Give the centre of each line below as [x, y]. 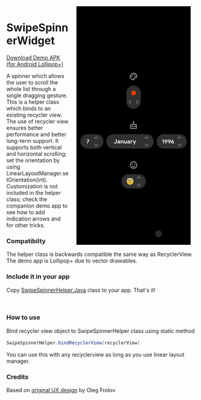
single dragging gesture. [37, 95]
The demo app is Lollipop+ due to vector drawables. [72, 261]
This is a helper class [33, 102]
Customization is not [32, 186]
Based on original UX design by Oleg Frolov [61, 390]
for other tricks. [26, 225]
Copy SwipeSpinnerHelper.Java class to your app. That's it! [81, 290]
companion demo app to [37, 205]
